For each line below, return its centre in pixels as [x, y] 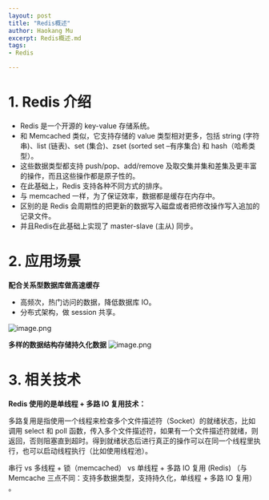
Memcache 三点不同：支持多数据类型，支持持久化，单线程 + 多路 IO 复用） [132, 478]
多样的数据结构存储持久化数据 [57, 345]
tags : [17, 46]
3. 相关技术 [45, 380]
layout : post [30, 16]
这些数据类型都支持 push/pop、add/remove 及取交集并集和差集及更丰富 [139, 166]
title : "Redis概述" [40, 23]
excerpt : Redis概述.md [45, 38]
